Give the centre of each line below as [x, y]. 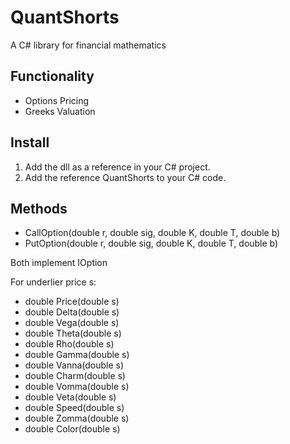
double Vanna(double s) [74, 365]
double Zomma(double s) [77, 418]
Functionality [52, 76]
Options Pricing [57, 100]
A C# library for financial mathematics [88, 45]
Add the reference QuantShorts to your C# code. [125, 177]
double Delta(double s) [72, 312]
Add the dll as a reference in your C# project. [117, 167]
